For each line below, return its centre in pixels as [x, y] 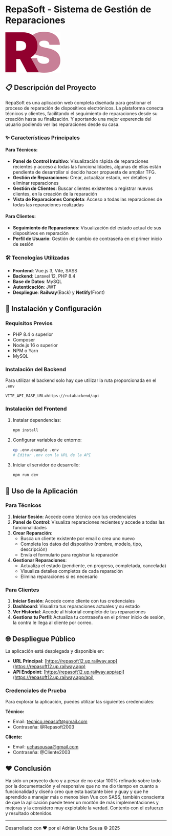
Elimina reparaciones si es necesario [59, 576]
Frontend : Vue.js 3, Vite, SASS [45, 271]
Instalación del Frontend [36, 409]
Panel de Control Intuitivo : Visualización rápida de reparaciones [80, 161]
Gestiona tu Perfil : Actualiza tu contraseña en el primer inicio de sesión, [89, 617]
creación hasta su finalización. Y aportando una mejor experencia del [79, 119]
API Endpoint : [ [29, 672]
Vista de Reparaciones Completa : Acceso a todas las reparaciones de [87, 199]
